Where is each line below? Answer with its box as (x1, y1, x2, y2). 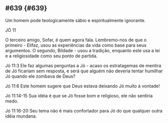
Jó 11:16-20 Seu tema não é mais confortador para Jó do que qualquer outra (5, 107, 163, 113)
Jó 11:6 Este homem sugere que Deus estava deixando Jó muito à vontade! (5, 83, 160, 89)
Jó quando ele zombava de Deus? (5, 73, 76, 79)
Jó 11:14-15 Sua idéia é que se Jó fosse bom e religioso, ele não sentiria (5, 92, 153, 98)
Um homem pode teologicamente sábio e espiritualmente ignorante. (5, 17, 146, 23)
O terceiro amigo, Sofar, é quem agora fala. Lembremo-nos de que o (5, 37, 147, 43)
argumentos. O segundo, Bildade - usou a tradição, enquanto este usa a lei (5, 47, 160, 53)
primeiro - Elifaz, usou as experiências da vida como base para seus (5, 42, 147, 48)
